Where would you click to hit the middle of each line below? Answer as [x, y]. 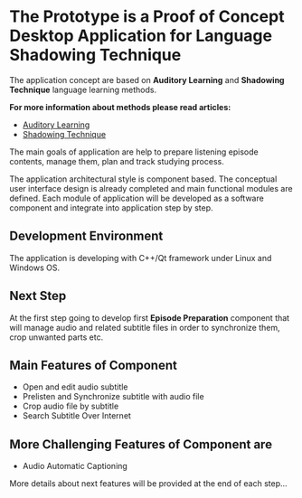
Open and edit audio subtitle [75, 387]
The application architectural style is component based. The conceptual [143, 179]
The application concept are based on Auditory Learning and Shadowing [147, 80]
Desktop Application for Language [141, 36]
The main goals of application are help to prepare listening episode [134, 152]
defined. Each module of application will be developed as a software [137, 198]
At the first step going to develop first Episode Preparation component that [150, 317]
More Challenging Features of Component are [141, 444]
